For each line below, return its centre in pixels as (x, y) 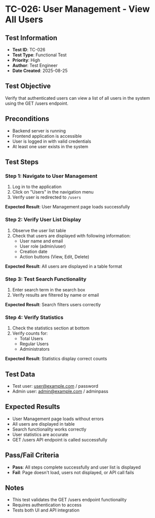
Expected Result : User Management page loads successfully (68, 207)
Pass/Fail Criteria (32, 455)
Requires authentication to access (47, 505)
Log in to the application (37, 187)
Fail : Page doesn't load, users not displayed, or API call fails (73, 472)
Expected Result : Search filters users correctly (53, 304)
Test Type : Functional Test (39, 55)
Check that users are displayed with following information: (71, 236)
